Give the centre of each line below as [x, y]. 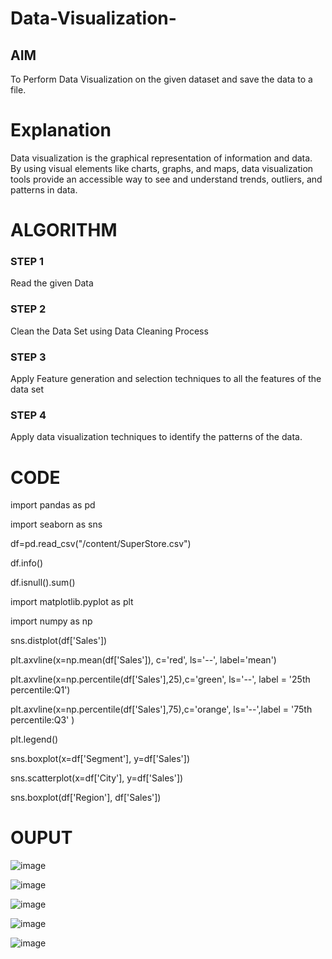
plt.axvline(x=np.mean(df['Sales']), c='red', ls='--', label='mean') [143, 660]
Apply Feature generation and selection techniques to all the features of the [166, 379]
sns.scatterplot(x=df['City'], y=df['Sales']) [97, 778]
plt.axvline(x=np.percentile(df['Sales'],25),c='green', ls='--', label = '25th [160, 679]
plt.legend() [34, 739]
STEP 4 [28, 415]
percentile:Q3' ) [42, 720]
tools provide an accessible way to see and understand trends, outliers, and [166, 179]
